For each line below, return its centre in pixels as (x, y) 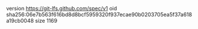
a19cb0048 (20, 21)
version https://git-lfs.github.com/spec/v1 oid (62, 8)
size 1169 (46, 21)
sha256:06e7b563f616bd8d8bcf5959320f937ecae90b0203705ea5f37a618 (99, 14)
